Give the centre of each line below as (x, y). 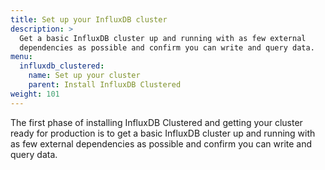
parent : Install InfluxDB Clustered (105, 85)
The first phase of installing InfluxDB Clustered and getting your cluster (156, 122)
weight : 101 (35, 94)
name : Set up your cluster (84, 76)
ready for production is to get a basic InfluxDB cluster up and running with (163, 133)
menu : (21, 57)
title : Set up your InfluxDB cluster (89, 19)
